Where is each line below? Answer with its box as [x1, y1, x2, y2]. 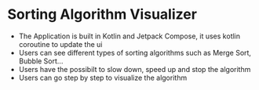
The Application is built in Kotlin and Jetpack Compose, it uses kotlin [18, 31, 241, 41]
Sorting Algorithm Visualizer [7, 5, 198, 23]
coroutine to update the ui [18, 39, 103, 49]
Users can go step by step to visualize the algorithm [18, 73, 188, 82]
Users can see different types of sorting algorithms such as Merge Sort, [18, 48, 252, 57]
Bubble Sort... [18, 56, 64, 66]
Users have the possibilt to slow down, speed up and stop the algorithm [18, 64, 251, 74]
